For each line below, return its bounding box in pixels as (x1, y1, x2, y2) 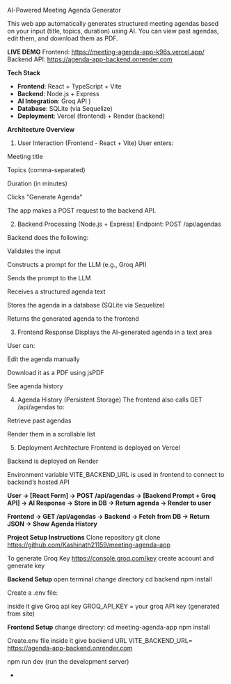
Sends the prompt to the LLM (7, 274, 91, 282)
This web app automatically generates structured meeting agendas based (7, 20, 219, 27)
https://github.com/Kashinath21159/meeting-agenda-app (7, 540, 170, 549)
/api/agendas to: (17, 403, 65, 411)
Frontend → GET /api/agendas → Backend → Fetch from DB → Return (7, 512, 210, 520)
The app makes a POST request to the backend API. (7, 206, 157, 215)
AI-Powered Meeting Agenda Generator (7, 6, 122, 14)
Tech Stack (7, 69, 40, 77)
